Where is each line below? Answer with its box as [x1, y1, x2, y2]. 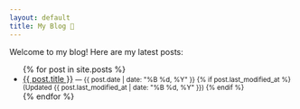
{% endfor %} [22, 91, 75, 102]
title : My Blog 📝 [9, 22, 75, 31]
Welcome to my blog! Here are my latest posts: [9, 46, 183, 57]
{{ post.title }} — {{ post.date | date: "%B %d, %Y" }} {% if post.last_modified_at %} [22, 73, 292, 84]
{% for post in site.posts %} [22, 64, 127, 75]
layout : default [9, 13, 70, 23]
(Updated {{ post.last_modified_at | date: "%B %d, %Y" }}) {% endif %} [22, 83, 245, 92]
